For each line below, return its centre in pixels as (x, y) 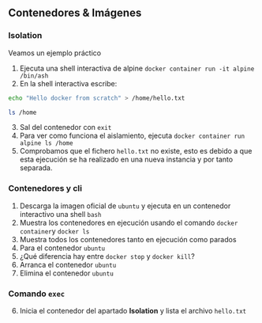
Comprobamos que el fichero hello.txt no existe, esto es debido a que (136, 151)
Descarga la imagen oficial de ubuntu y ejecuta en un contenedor (125, 206)
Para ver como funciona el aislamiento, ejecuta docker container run (132, 136)
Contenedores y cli (45, 188)
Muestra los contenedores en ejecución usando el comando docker (129, 222)
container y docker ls (54, 231)
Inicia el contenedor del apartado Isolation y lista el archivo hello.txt (133, 311)
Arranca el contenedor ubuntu (68, 264)
